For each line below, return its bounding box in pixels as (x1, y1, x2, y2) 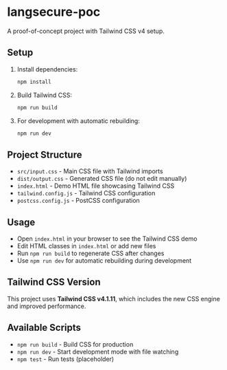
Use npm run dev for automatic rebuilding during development (16, 257, 192, 265)
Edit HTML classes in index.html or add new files (16, 242, 156, 250)
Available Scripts (7, 322, 81, 334)
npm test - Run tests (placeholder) (16, 355, 115, 363)
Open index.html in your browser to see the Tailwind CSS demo (16, 235, 198, 243)
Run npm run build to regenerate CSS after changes (16, 249, 165, 257)
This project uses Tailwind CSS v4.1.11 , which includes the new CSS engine (7, 294, 221, 303)
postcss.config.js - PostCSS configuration (16, 197, 141, 205)
